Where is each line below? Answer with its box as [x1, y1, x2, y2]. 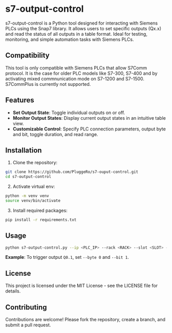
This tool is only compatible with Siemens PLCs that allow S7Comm [5, 64, 147, 71]
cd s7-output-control [5, 174, 52, 180]
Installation [5, 146, 42, 154]
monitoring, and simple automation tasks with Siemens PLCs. [5, 36, 134, 42]
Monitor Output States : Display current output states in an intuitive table [12, 115, 166, 121]
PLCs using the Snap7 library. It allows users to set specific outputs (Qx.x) [5, 25, 162, 31]
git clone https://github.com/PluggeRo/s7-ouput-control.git [5, 169, 139, 174]
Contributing [5, 303, 47, 312]
